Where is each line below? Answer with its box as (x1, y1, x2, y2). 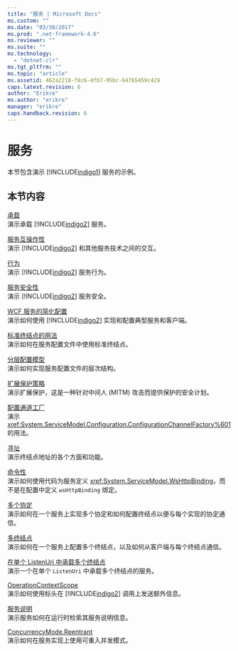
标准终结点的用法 (7, 330, 58, 339)
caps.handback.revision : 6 (7, 110, 87, 117)
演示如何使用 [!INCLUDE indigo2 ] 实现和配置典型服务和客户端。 (7, 316, 191, 324)
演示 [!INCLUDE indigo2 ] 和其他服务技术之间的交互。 (7, 244, 160, 252)
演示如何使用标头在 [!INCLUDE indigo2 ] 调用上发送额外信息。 (7, 589, 185, 598)
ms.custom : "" (7, 17, 50, 24)
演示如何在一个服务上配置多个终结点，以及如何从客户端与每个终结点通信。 (7, 542, 225, 551)
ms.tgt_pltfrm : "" (7, 63, 62, 71)
